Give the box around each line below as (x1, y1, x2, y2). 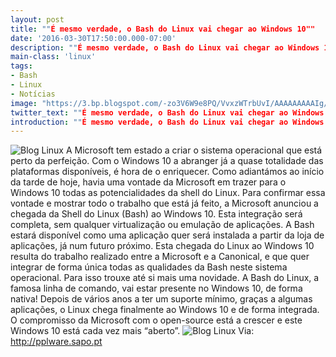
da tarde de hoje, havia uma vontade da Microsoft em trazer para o (10, 176, 287, 188)
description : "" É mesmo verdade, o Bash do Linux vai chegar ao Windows (10, 42, 320, 53)
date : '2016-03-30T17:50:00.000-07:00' (10, 33, 177, 43)
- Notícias (10, 89, 56, 99)
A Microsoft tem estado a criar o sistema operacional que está (65, 144, 323, 156)
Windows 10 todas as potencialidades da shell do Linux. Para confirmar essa (10, 187, 326, 199)
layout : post (10, 14, 65, 25)
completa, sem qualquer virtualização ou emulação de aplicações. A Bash (10, 219, 315, 231)
